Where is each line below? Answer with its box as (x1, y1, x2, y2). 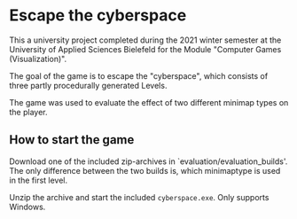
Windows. (9, 201, 46, 212)
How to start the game (9, 132, 135, 147)
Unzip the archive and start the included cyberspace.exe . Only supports (9, 192, 270, 202)
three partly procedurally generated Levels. (9, 80, 168, 90)
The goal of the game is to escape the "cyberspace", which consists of (9, 70, 269, 81)
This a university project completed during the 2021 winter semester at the (9, 35, 282, 45)
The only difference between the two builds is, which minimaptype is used (9, 165, 281, 176)
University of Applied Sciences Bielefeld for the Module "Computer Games (9, 43, 282, 54)
